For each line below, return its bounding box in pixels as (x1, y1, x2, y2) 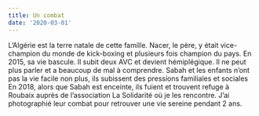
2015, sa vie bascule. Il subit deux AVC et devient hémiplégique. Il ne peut (8, 56, 246, 67)
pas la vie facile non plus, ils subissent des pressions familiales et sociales (8, 74, 249, 83)
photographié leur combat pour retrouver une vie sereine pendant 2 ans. (8, 99, 243, 108)
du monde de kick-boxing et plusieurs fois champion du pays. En (42, 49, 252, 58)
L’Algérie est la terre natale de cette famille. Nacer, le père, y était (8, 40, 219, 49)
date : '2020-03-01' (8, 19, 72, 27)
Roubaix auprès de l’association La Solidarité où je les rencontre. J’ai (8, 90, 230, 100)
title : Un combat (8, 11, 65, 20)
